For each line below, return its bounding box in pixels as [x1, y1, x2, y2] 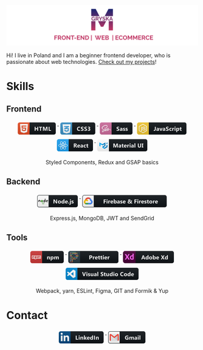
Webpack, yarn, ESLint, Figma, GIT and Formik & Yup [35, 287, 169, 294]
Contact [6, 309, 48, 323]
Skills [6, 80, 35, 93]
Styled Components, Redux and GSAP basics [45, 159, 159, 166]
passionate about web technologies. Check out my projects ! [6, 58, 157, 66]
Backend [6, 176, 41, 187]
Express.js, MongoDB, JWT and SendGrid [49, 215, 155, 222]
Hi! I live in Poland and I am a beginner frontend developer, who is [6, 52, 171, 59]
